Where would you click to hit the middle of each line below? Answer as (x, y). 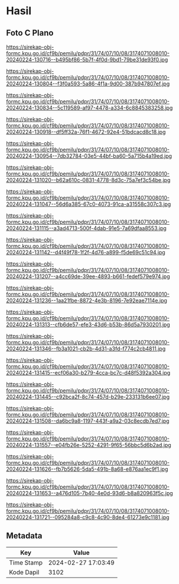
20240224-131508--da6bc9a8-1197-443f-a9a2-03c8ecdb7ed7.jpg (88, 421)
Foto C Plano (30, 33)
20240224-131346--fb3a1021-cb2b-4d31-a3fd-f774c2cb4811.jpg (86, 349)
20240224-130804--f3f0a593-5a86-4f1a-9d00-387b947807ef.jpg (88, 84)
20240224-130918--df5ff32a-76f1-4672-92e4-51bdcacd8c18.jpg (86, 132)
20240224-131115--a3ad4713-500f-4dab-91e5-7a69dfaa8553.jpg (86, 228)
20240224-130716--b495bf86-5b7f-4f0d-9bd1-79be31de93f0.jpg (87, 60)
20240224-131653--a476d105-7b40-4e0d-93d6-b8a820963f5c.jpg (89, 493)
